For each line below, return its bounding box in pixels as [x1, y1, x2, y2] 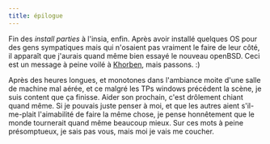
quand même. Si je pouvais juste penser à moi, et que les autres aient [8, 101, 240, 110]
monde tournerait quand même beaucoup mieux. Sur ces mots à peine [8, 117, 244, 127]
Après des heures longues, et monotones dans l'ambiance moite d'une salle [8, 75, 261, 84]
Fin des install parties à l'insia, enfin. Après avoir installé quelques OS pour [8, 34, 258, 43]
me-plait [8, 109, 36, 119]
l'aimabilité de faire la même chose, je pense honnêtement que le [37, 109, 255, 119]
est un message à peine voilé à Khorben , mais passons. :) [8, 60, 200, 69]
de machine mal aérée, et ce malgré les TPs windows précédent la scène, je [8, 84, 262, 93]
